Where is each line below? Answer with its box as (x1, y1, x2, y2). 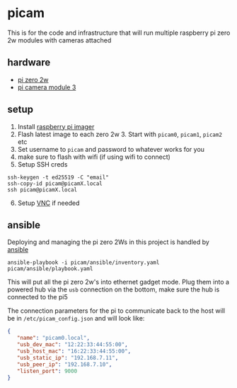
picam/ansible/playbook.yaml (7, 265, 93, 272)
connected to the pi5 (7, 293, 69, 301)
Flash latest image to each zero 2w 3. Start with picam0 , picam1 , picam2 (17, 130, 223, 138)
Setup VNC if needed (17, 199, 80, 207)
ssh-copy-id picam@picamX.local (7, 179, 103, 187)
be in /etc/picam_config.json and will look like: (7, 314, 145, 323)
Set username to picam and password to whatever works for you (17, 145, 205, 153)
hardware (7, 57, 51, 69)
